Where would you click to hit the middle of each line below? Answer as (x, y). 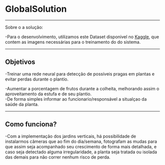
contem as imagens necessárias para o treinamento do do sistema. (73, 42)
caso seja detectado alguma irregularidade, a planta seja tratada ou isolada (81, 152)
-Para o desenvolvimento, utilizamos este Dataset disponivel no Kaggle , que (82, 37)
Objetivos (20, 62)
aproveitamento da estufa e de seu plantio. (48, 94)
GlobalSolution (36, 9)
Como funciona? (31, 124)
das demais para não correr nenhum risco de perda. (58, 157)
